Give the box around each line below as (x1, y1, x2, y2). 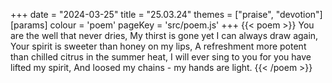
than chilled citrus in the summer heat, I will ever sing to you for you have (10, 51, 312, 63)
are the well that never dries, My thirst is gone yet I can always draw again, (10, 30, 319, 41)
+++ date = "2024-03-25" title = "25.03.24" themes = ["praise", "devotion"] (10, 9, 323, 20)
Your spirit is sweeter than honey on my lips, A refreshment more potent (10, 40, 307, 52)
